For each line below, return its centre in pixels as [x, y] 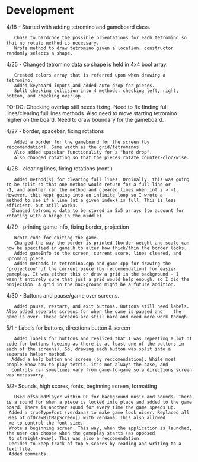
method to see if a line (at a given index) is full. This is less [91, 200]
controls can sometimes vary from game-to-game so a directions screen [102, 370]
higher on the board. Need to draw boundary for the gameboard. [85, 119]
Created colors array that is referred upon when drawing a [90, 75]
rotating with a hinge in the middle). [55, 216]
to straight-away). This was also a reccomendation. [75, 438]
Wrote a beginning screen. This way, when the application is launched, [100, 428]
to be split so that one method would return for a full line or [88, 185]
